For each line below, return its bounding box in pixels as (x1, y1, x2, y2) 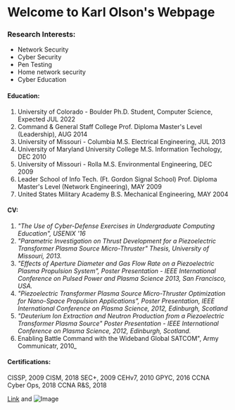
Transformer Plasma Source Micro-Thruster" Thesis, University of (17, 244, 210, 253)
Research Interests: (7, 30, 76, 40)
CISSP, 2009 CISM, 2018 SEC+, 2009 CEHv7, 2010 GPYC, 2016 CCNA (7, 373, 210, 382)
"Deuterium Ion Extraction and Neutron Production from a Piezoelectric (17, 311, 224, 320)
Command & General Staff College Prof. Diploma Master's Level (17, 122, 203, 131)
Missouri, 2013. (17, 251, 62, 260)
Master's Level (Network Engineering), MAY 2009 (17, 182, 162, 191)
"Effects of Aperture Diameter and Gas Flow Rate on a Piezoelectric (17, 259, 215, 267)
